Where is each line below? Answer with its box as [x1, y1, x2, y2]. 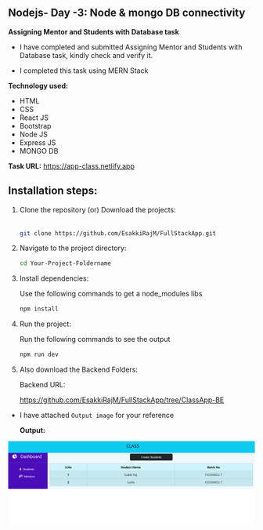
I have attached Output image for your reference [19, 411, 175, 419]
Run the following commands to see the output [19, 335, 171, 344]
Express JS [19, 137, 56, 147]
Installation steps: [8, 184, 98, 198]
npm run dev [19, 350, 59, 359]
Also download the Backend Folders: [19, 365, 139, 374]
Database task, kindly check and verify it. [19, 50, 153, 60]
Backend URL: [19, 380, 66, 389]
